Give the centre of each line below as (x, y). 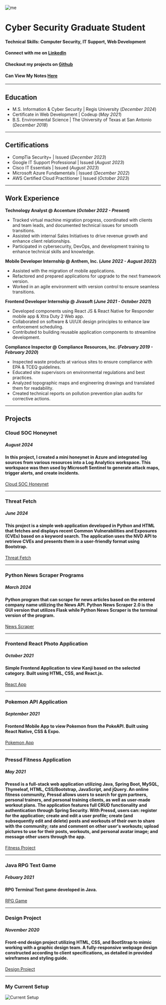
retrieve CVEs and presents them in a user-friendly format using (72, 541)
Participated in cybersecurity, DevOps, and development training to (81, 246)
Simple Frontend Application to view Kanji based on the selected (73, 668)
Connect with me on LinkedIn (36, 53)
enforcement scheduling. (38, 326)
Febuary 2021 (20, 877)
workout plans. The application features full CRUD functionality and (76, 805)
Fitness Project (20, 848)
